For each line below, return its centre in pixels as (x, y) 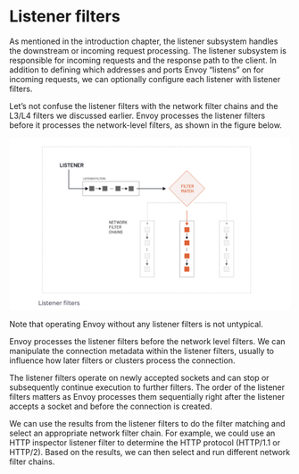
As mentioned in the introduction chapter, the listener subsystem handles (144, 41)
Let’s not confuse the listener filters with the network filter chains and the (144, 106)
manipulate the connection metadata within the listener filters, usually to (142, 351)
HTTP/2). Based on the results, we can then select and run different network (150, 453)
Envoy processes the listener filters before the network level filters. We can (147, 342)
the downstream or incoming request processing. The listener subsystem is (148, 50)
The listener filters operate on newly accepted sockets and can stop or (139, 378)
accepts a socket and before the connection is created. (111, 406)
